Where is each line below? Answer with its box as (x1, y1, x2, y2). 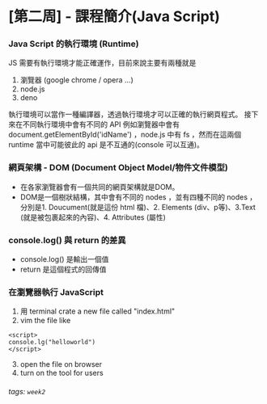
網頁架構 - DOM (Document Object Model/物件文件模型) (8, 162, 228, 174)
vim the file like (19, 316, 71, 326)
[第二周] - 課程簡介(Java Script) (8, 7, 220, 26)
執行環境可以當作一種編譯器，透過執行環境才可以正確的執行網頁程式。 (8, 110, 243, 120)
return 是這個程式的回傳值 (19, 264, 107, 275)
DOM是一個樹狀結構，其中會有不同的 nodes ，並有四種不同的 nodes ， (19, 191, 257, 202)
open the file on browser (19, 360, 103, 369)
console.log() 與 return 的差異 (8, 234, 127, 246)
